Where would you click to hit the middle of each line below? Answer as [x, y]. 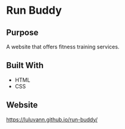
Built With [25, 65]
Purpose [22, 33]
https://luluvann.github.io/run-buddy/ [52, 119]
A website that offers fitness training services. [63, 47]
